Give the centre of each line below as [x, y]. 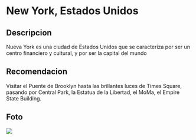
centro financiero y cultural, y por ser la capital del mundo [76, 53]
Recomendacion [37, 72]
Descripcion [29, 33]
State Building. [24, 98]
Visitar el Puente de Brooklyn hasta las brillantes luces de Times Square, [94, 86]
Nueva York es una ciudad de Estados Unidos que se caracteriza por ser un [98, 47]
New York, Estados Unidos [72, 11]
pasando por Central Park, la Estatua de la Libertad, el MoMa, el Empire [93, 92]
